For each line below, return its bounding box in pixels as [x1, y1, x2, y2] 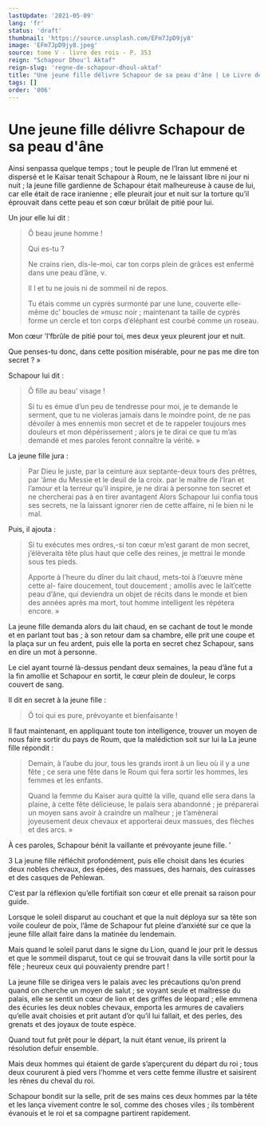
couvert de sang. [8, 680, 65, 689]
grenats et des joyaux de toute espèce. [8, 1020, 137, 1029]
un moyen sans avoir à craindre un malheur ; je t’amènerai [27, 808, 219, 818]
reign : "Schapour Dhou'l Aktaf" [8, 57, 116, 65]
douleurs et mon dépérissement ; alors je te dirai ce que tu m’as [27, 427, 238, 437]
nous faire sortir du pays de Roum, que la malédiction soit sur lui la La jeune [8, 735, 257, 744]
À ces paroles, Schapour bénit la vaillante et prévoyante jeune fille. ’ [8, 840, 231, 850]
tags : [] [8, 78, 37, 86]
